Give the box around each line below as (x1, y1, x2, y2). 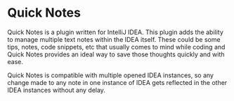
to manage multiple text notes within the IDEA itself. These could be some (7, 35, 221, 43)
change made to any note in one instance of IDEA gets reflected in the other (7, 78, 228, 86)
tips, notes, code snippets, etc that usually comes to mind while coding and (7, 42, 226, 51)
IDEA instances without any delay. (7, 86, 105, 94)
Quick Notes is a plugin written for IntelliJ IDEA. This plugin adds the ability (7, 28, 223, 36)
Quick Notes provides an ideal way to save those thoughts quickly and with (7, 50, 225, 59)
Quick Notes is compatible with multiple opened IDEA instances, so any (7, 71, 214, 79)
